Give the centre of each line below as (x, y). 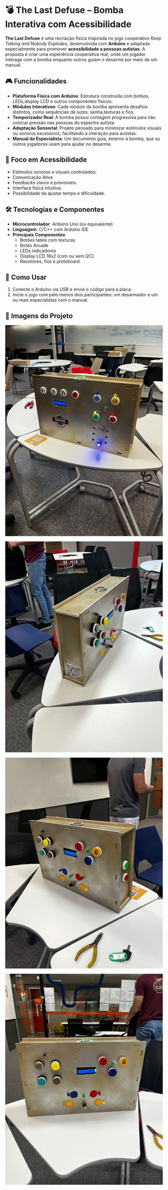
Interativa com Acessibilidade (68, 24)
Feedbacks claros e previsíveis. (45, 182)
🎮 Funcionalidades (36, 81)
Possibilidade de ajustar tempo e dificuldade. (59, 193)
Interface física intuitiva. (37, 188)
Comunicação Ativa (32, 177)
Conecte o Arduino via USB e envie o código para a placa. (72, 289)
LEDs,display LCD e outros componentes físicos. (62, 101)
